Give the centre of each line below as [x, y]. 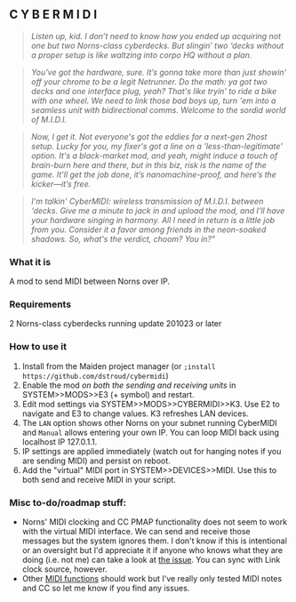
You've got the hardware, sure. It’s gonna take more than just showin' [159, 72]
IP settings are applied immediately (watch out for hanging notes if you [152, 451]
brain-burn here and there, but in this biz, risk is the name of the [148, 165]
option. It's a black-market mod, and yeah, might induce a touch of [154, 156]
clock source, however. [65, 569]
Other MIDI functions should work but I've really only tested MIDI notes [152, 578]
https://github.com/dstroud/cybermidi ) [95, 375]
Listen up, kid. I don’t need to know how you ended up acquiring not [156, 36]
